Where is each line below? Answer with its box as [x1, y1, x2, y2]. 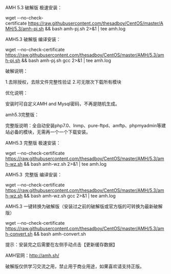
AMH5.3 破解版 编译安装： [5, 36, 61, 42]
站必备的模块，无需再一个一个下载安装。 [5, 129, 91, 135]
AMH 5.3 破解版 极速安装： [5, 5, 62, 10]
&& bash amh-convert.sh [33, 231, 86, 237]
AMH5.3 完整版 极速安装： [5, 140, 61, 146]
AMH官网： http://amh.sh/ [5, 252, 60, 258]
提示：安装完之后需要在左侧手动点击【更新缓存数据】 [5, 242, 118, 247]
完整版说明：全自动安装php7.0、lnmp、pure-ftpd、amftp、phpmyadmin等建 [5, 123, 166, 128]
